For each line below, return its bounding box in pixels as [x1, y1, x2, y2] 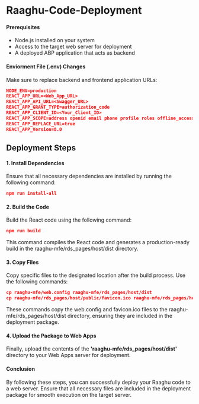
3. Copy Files [6, 258, 39, 266]
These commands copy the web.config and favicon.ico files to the [6, 306, 168, 313]
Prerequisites [6, 23, 40, 30]
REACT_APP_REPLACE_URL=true [6, 121, 76, 127]
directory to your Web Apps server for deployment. [6, 352, 131, 359]
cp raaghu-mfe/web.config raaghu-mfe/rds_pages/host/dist [6, 289, 152, 296]
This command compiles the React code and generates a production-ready [6, 239, 190, 246]
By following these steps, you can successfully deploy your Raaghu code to [6, 378, 191, 386]
